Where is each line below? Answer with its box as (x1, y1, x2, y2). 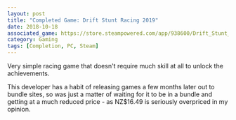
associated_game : (7, 29, 58, 37)
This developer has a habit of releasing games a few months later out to (7, 83, 215, 91)
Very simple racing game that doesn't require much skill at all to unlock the (7, 62, 223, 70)
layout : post (7, 10, 46, 17)
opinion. (7, 105, 31, 113)
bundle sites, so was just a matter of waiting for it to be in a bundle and (7, 90, 213, 98)
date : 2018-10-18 (7, 23, 58, 30)
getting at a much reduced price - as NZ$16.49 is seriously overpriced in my (7, 98, 228, 105)
